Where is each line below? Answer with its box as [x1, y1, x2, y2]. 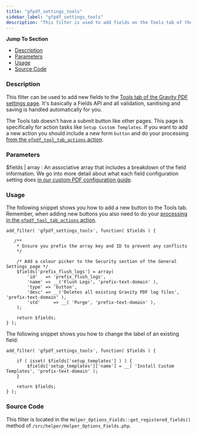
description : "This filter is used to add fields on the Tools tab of [6, 19, 182, 25]
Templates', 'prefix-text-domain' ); [6, 368, 98, 375]
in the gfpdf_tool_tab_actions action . [6, 217, 97, 224]
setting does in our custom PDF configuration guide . [6, 176, 133, 183]
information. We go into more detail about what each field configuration [6, 170, 179, 177]
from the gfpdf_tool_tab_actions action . [6, 136, 104, 143]
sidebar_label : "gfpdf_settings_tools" [6, 14, 104, 20]
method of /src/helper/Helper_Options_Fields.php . [6, 422, 131, 429]
